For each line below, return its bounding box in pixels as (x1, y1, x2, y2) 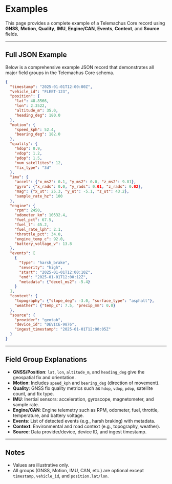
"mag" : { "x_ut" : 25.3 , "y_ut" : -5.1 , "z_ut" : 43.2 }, (14, 189, 130, 194)
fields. (5, 31, 19, 37)
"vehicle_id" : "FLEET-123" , (10, 89, 70, 94)
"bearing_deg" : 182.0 (14, 131, 60, 137)
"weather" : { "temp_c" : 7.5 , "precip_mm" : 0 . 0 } (14, 303, 116, 308)
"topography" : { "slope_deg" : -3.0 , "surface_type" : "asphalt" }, (14, 298, 155, 303)
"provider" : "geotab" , (14, 317, 63, 322)
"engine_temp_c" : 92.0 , (14, 236, 66, 241)
